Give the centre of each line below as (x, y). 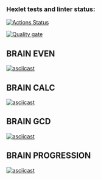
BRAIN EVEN (31, 54)
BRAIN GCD (29, 122)
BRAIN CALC (31, 88)
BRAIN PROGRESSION (49, 156)
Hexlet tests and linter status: (51, 9)
